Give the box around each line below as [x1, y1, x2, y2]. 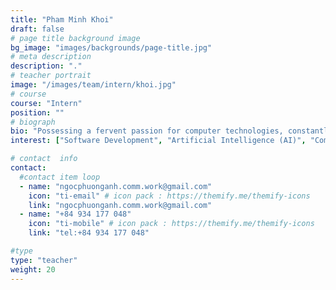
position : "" [10, 107, 65, 118]
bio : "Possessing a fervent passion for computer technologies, [10, 126, 284, 136]
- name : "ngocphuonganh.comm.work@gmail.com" [19, 181, 213, 191]
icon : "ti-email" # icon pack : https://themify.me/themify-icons [28, 191, 311, 201]
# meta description [10, 52, 92, 62]
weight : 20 [10, 264, 56, 275]
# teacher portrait [10, 71, 92, 81]
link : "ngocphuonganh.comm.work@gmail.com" [28, 200, 213, 210]
